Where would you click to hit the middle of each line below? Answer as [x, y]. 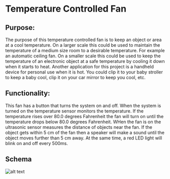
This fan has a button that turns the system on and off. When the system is [83, 105]
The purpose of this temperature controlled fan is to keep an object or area [83, 40]
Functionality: [28, 94]
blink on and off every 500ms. [37, 143]
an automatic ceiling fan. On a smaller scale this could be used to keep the [83, 56]
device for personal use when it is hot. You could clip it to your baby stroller [84, 72]
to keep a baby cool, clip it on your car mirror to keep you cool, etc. [75, 77]
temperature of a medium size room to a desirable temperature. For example [85, 50]
